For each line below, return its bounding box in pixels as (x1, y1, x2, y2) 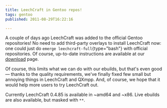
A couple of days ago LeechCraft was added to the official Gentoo (5, 35, 143, 41)
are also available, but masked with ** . (5, 97, 85, 103)
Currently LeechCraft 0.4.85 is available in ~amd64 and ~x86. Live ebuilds (5, 91, 160, 98)
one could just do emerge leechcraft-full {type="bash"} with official (5, 46, 148, 52)
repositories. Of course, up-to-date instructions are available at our (5, 51, 145, 57)
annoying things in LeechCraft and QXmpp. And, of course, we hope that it (5, 76, 160, 83)
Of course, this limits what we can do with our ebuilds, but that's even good (5, 66, 162, 72)
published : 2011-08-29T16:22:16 (5, 17, 73, 22)
